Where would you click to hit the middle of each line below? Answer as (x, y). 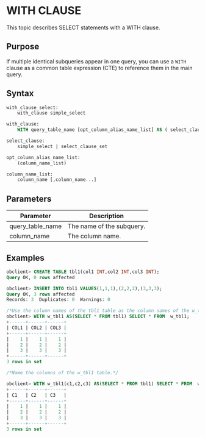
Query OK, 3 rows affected (41, 294)
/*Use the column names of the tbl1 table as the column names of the (98, 311)
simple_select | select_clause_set (63, 146)
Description (106, 216)
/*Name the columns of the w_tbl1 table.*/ (63, 373)
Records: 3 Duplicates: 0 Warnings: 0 (59, 300)
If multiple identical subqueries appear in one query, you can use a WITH (96, 61)
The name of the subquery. (106, 226)
